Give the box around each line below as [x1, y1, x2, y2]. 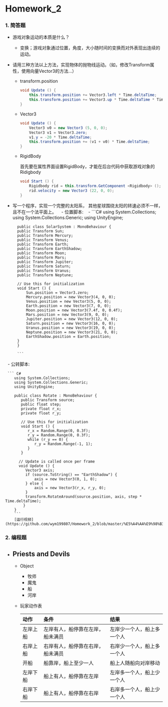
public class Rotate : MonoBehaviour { [14, 393, 97, 398]
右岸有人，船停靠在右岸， [43, 643, 104, 650]
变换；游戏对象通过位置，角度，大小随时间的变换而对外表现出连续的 [19, 45, 160, 51]
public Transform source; [20, 397, 75, 402]
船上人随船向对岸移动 [109, 660, 160, 667]
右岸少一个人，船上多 [109, 643, 160, 650]
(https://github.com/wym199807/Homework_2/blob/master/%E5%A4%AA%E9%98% [5, 521, 160, 526]
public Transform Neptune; [17, 272, 73, 278]
